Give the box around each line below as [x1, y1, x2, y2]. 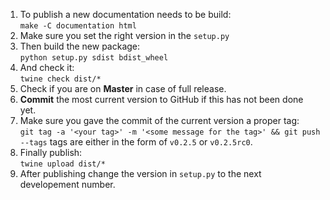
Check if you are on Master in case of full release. [19, 83, 227, 94]
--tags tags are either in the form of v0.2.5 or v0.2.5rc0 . [19, 136, 253, 148]
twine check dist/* [19, 74, 102, 84]
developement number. [19, 179, 116, 190]
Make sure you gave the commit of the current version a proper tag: [19, 115, 300, 126]
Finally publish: [19, 147, 83, 158]
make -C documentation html [19, 21, 137, 31]
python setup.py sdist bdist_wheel [19, 53, 169, 63]
